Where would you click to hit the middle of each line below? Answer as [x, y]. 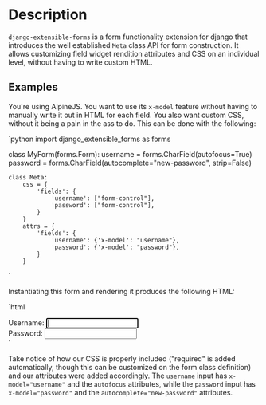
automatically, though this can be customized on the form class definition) [130, 367]
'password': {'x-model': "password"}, [115, 247]
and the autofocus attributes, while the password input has [162, 383]
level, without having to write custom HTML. [80, 62]
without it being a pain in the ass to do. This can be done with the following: [132, 123]
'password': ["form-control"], [103, 205]
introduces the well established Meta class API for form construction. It [123, 45]
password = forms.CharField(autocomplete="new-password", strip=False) [130, 163]
